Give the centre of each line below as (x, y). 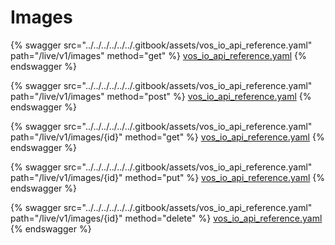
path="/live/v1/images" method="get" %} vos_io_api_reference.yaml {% (158, 55)
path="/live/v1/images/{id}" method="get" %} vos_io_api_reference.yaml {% (167, 137)
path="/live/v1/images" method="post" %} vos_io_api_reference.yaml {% (161, 96)
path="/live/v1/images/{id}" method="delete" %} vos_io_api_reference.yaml (166, 218)
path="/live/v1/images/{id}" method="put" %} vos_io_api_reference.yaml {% (167, 177)
